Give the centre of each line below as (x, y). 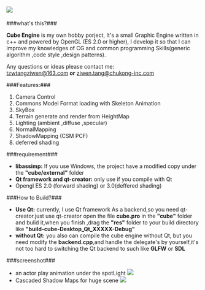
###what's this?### (32, 23)
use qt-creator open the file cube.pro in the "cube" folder (119, 216)
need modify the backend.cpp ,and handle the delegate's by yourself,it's (107, 242)
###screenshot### (31, 260)
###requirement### (32, 154)
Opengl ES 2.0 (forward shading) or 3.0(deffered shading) (88, 185)
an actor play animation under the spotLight (70, 273)
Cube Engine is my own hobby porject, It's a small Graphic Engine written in (102, 35)
